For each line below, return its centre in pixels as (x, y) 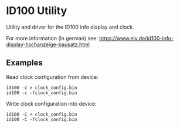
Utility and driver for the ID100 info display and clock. (70, 27)
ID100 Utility (37, 11)
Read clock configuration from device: (52, 77)
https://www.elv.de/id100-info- (137, 38)
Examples (24, 63)
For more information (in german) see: (52, 38)
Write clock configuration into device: (51, 103)
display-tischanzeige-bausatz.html (48, 44)
